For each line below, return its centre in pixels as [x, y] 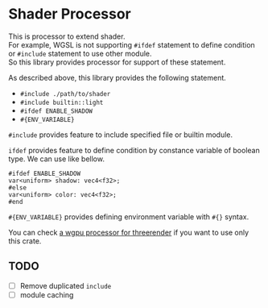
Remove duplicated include [66, 285]
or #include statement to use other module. [80, 53]
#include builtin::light [62, 102]
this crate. [25, 241]
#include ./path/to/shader [65, 94]
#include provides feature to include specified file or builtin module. [121, 135]
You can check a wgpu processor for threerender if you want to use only [129, 232]
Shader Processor [70, 14]
